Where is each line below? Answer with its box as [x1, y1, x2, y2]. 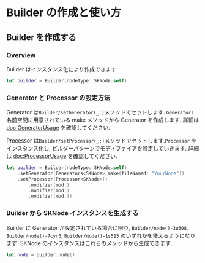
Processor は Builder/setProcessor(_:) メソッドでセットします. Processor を [6, 137, 197, 144]
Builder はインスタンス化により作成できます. [6, 65, 118, 73]
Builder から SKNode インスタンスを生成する [6, 209, 139, 218]
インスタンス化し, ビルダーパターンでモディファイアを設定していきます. [6, 145, 187, 152]
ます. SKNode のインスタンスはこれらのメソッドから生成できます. [6, 239, 173, 246]
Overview [6, 50, 36, 59]
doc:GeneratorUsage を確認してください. [6, 124, 110, 131]
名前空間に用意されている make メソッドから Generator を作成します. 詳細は [6, 116, 199, 124]
